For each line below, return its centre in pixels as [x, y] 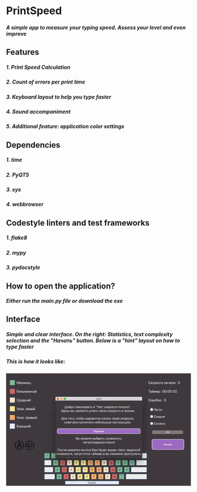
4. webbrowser [25, 205]
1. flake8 [17, 238]
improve [16, 34]
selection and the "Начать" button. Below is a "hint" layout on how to [93, 341]
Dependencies [33, 145]
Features [23, 52]
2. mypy [16, 252]
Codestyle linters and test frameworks [78, 222]
